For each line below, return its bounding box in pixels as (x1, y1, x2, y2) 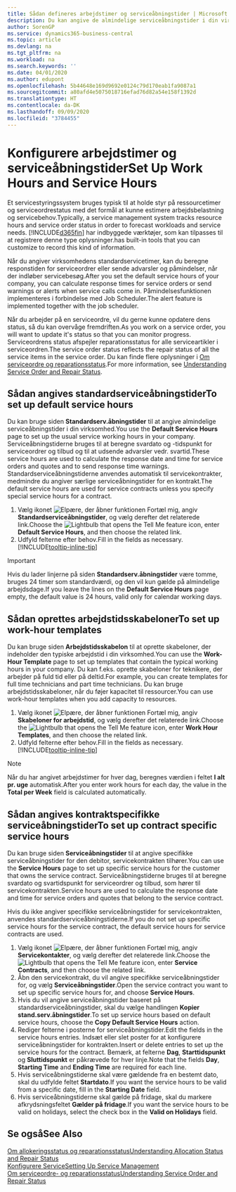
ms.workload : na (7, 56, 55, 63)
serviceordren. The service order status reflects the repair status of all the (7, 345, 220, 354)
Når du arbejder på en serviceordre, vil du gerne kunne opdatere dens (7, 315, 211, 323)
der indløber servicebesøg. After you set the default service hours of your (7, 271, 219, 280)
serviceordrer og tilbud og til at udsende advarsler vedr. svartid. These (7, 447, 210, 455)
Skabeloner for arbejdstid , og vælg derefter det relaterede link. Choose (17, 716, 224, 725)
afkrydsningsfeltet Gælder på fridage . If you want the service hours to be (17, 1101, 229, 1108)
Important (7, 557, 36, 565)
